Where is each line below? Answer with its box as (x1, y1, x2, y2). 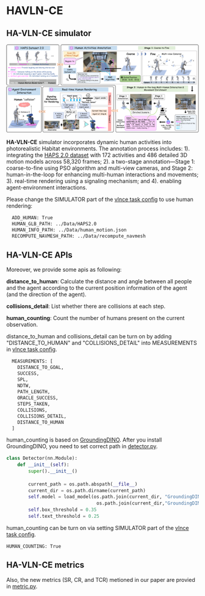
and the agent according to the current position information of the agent (6, 285, 187, 292)
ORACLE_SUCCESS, (17, 395, 59, 401)
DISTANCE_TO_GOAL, (17, 365, 64, 371)
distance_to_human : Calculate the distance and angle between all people (6, 278, 192, 285)
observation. (6, 321, 38, 329)
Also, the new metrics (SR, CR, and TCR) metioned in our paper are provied (6, 576, 195, 583)
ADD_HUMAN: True (12, 215, 53, 221)
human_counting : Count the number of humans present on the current (6, 314, 185, 322)
